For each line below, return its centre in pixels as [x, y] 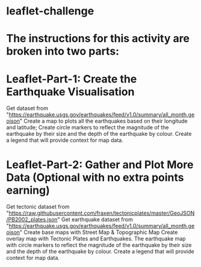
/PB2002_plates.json [32, 219]
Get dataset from [27, 108]
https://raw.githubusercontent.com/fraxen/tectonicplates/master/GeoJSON [102, 213]
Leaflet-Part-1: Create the [72, 79]
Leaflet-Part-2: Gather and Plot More [100, 164]
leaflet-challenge [50, 11]
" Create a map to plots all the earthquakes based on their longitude [104, 121]
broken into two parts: [63, 51]
